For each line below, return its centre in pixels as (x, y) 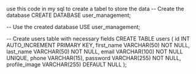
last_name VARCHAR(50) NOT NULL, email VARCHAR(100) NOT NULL (95, 52)
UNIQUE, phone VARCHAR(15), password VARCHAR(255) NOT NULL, (94, 58)
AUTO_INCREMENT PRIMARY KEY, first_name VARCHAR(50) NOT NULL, (98, 45)
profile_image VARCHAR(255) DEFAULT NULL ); (67, 64)
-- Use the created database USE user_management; (73, 27)
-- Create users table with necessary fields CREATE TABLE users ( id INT (98, 39)
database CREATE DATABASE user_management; (69, 15)
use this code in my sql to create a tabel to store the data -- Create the (95, 9)
